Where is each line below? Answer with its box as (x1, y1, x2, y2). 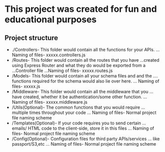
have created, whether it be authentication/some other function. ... (11, 94, 147, 100)
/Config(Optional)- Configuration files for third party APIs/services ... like (11, 136, 160, 142)
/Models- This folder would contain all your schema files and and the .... (11, 73, 159, 78)
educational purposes (4, 14, 97, 25)
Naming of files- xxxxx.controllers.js (11, 52, 86, 58)
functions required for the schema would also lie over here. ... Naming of (11, 78, 160, 84)
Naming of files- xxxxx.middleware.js (11, 99, 87, 105)
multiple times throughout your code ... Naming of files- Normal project (11, 110, 157, 115)
